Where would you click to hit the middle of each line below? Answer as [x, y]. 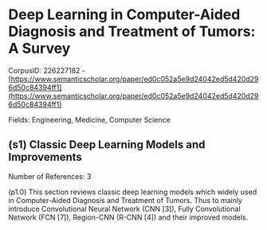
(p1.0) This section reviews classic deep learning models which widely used [133, 192]
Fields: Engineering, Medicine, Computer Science [90, 119]
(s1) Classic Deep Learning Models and [107, 145]
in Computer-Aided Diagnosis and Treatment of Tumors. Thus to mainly [126, 200]
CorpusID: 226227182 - [47, 70]
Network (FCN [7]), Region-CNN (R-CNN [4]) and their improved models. [128, 217]
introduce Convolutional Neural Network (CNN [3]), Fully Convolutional [124, 209]
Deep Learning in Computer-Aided [124, 15]
